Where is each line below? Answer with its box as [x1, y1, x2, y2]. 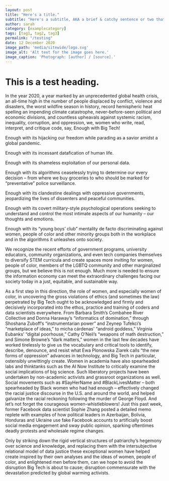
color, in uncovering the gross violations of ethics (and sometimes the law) [5, 294, 160, 300]
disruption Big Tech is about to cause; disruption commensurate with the [5, 464, 156, 470]
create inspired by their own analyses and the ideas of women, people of [5, 454, 156, 460]
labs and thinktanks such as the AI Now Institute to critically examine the [5, 363, 155, 369]
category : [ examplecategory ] [5, 26, 66, 31]
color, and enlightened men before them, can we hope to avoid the [5, 459, 143, 465]
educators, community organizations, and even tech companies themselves [5, 252, 162, 258]
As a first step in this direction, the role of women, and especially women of [5, 288, 162, 295]
